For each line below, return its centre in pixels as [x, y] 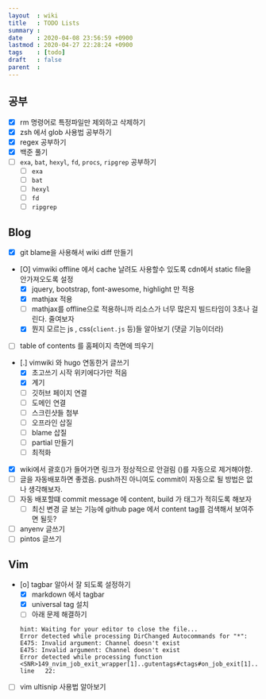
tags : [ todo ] [37, 52]
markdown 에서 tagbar [68, 595]
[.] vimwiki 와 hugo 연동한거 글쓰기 [74, 363]
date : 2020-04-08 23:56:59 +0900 [71, 38]
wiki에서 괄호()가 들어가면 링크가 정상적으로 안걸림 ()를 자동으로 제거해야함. [136, 469]
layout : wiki [33, 15]
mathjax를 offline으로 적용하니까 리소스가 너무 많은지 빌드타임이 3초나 [141, 309]
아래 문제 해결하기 [59, 614]
